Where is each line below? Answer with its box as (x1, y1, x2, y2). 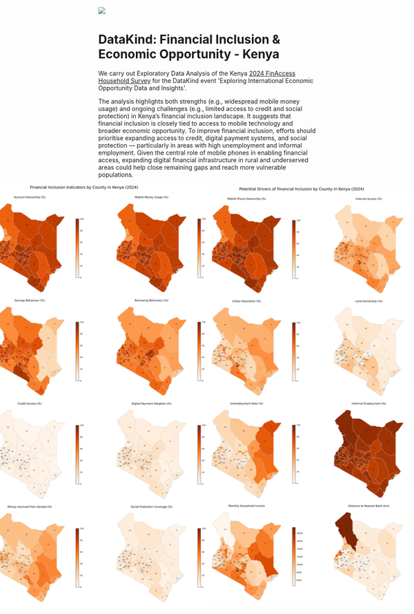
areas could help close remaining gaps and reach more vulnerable (98, 163, 286, 171)
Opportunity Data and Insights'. (98, 83, 187, 92)
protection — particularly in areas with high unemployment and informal (98, 141, 303, 149)
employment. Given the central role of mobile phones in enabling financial (98, 148, 308, 157)
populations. (98, 170, 134, 179)
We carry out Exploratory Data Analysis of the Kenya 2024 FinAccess (98, 69, 296, 77)
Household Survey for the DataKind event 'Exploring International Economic (98, 76, 314, 85)
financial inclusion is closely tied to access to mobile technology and (98, 119, 293, 127)
